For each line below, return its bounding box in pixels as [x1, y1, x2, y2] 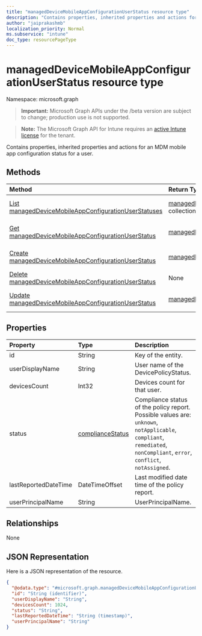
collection [168, 206, 197, 215]
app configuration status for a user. [6, 150, 94, 157]
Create [9, 248, 29, 257]
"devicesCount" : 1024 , [11, 602, 69, 608]
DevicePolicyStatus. [134, 368, 191, 377]
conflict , [134, 456, 161, 464]
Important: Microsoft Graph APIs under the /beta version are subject [20, 107, 191, 115]
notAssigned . [134, 463, 171, 471]
